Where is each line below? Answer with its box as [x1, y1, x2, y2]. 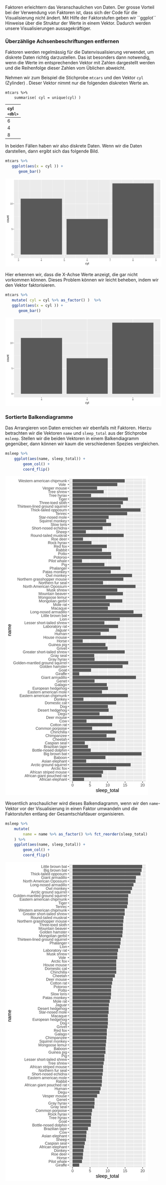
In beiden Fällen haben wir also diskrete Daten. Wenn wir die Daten [5, 143, 143, 149]
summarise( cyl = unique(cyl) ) [14, 95, 81, 100]
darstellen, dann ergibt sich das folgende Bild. [5, 148, 99, 154]
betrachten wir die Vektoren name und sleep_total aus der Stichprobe [5, 430, 148, 436]
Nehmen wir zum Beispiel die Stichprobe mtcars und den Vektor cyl [5, 75, 144, 81]
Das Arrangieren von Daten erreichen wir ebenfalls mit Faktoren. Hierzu [5, 425, 152, 431]
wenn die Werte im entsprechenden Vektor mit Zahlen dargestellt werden [5, 60, 155, 66]
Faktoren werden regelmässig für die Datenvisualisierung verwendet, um [5, 49, 154, 55]
